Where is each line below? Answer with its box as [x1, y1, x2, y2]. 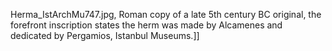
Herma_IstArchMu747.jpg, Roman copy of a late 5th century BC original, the [10, 9, 322, 20]
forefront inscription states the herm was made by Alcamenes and [10, 19, 283, 31]
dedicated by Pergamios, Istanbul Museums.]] [10, 30, 200, 41]
